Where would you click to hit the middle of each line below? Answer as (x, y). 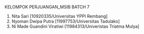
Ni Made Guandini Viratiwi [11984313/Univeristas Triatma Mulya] (75, 26)
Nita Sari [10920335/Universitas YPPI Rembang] (59, 16)
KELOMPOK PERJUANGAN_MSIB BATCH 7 (47, 7)
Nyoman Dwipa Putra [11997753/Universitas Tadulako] (66, 21)
